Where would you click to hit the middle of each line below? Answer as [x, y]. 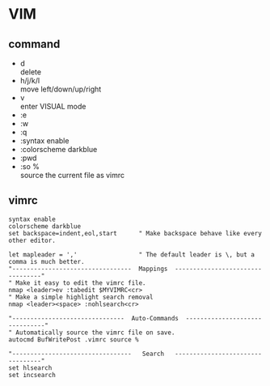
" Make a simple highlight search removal [81, 297]
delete [31, 72]
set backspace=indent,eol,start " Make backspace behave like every [135, 233]
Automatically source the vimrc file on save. [95, 333]
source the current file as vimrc [72, 175]
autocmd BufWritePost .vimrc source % [74, 339]
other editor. [32, 240]
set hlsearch [30, 368]
